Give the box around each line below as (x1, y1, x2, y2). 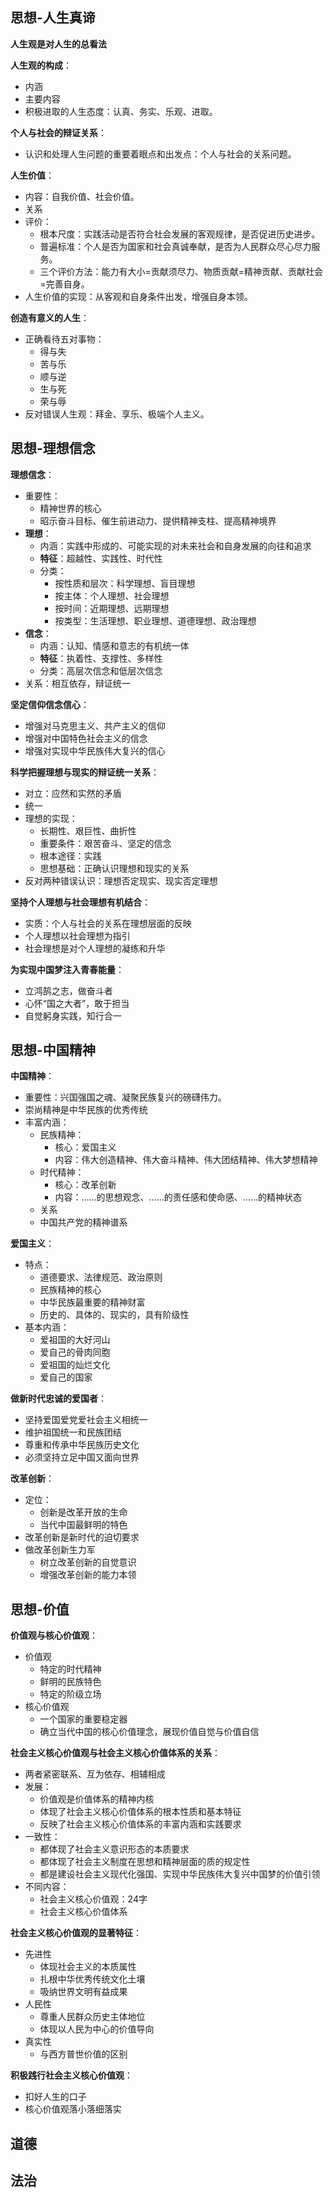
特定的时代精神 (39, 1663, 102, 1675)
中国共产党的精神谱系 (39, 1216, 128, 1228)
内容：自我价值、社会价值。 (24, 190, 140, 202)
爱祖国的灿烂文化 (39, 1359, 111, 1371)
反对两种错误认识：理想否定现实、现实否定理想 (24, 874, 218, 887)
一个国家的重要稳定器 (39, 1713, 128, 1725)
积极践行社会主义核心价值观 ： (10, 2069, 133, 2082)
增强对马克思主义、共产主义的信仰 (24, 719, 166, 732)
